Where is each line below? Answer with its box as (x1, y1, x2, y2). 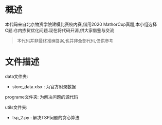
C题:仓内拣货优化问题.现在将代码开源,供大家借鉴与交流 (5, 27, 114, 33)
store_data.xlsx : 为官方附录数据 (12, 83, 76, 90)
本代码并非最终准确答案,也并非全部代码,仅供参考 (17, 37, 113, 44)
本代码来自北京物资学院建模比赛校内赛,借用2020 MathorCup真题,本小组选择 (5, 21, 157, 27)
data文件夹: (5, 73, 28, 79)
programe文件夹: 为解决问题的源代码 (5, 94, 79, 100)
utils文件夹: (5, 104, 28, 110)
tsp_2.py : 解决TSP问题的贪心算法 (12, 114, 80, 120)
